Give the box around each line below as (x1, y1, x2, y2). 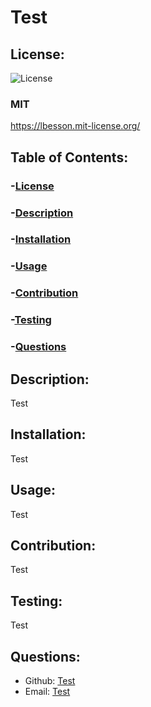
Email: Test (24, 686, 71, 698)
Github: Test (24, 675, 76, 687)
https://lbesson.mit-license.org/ (10, 120, 141, 132)
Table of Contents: (10, 149, 129, 166)
